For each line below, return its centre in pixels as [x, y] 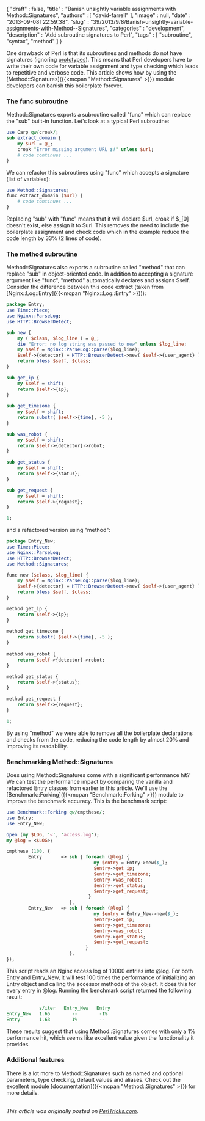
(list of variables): [28, 179]
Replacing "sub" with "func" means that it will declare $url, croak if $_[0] [98, 219]
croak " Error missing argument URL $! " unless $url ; [86, 149]
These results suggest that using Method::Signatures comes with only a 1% [101, 1031]
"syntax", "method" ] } [34, 41]
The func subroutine [37, 101]
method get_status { [33, 677]
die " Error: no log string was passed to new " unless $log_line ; [102, 344]
